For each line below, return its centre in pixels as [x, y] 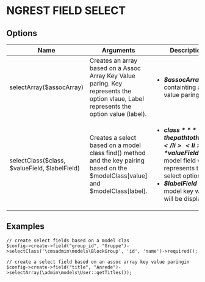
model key [179, 191]
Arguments [118, 50]
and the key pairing [117, 161]
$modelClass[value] [118, 176]
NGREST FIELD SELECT [66, 11]
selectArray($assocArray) [47, 87]
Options [22, 33]
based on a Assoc [115, 68]
